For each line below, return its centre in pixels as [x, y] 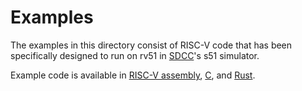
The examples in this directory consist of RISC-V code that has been [151, 45]
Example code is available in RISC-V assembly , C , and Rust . [133, 75]
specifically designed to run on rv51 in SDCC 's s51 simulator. [135, 55]
